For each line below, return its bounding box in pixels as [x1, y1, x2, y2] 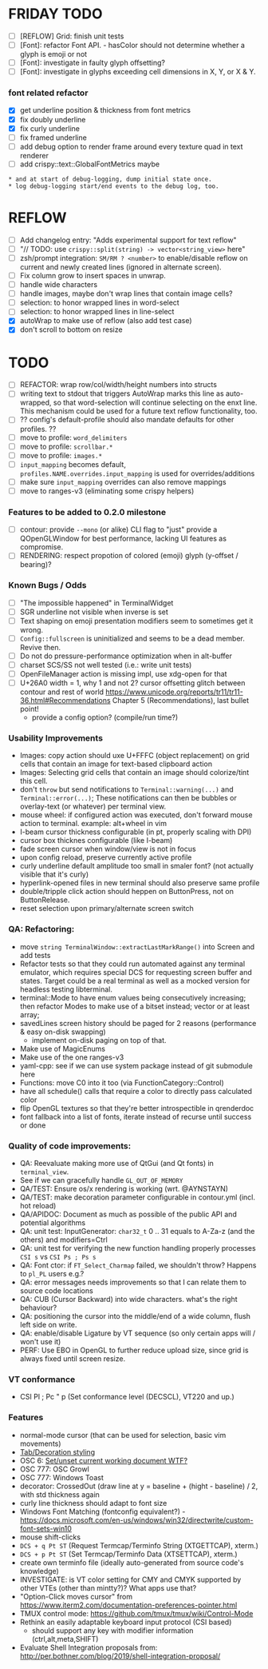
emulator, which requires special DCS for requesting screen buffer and [19, 967, 253, 976]
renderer [19, 150, 49, 160]
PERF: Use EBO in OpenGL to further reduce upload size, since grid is [19, 1345, 249, 1356]
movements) [19, 1439, 61, 1448]
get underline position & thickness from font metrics [19, 106, 191, 115]
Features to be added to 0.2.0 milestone [8, 506, 166, 517]
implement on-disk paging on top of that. [31, 1035, 167, 1044]
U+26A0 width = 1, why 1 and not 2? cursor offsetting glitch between [19, 678, 246, 688]
